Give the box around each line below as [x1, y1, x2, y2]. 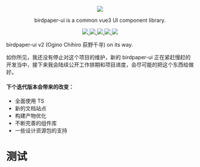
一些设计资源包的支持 [14, 127, 67, 134]
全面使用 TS [14, 98, 45, 105]
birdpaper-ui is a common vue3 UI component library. [34, 17, 166, 24]
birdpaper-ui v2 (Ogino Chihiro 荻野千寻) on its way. [6, 41, 133, 48]
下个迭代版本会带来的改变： [6, 83, 74, 90]
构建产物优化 [14, 113, 46, 120]
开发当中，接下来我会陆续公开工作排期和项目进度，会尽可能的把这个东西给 [6, 61, 189, 68]
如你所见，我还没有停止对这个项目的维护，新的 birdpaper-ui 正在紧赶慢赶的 [6, 54, 191, 60]
